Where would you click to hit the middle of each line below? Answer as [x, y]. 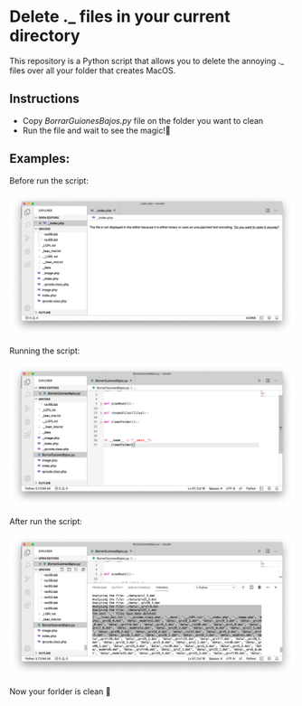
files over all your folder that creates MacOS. [93, 71]
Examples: [40, 159]
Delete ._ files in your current [120, 17]
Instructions [44, 99]
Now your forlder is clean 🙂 [60, 691]
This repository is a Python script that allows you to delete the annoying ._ [147, 61]
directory [45, 36]
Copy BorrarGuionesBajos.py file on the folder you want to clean [143, 120]
